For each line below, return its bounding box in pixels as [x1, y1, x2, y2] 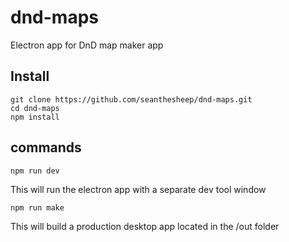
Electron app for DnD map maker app [10, 39, 164, 51]
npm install [10, 112, 60, 122]
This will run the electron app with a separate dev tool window [10, 183, 267, 195]
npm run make [10, 202, 65, 213]
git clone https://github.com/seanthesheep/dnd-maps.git [10, 94, 253, 105]
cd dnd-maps [10, 103, 60, 113]
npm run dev [10, 166, 60, 176]
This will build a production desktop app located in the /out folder [10, 220, 280, 232]
